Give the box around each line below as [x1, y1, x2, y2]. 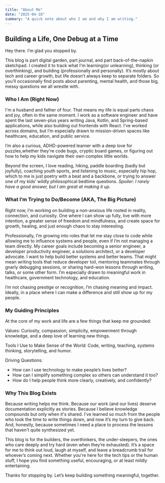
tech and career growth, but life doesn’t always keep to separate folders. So [5, 73, 159, 79]
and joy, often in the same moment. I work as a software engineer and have [5, 112, 158, 118]
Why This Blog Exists [5, 390, 57, 396]
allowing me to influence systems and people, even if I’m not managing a [5, 238, 153, 244]
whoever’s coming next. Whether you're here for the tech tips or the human [5, 452, 158, 458]
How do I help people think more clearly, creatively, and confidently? [12, 377, 152, 383]
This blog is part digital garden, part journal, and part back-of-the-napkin [5, 57, 154, 63]
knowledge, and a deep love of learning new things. [5, 333, 110, 339]
